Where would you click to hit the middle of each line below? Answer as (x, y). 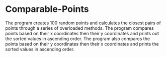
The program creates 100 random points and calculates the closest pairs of (83, 23)
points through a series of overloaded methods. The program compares (80, 28)
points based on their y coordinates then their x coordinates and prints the (82, 44)
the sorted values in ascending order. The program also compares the (77, 39)
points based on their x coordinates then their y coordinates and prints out (82, 33)
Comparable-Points (47, 9)
